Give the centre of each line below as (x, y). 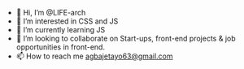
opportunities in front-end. (61, 47)
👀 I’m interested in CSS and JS (67, 21)
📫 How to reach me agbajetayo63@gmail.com (94, 56)
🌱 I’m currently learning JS (61, 30)
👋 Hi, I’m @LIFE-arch (51, 13)
